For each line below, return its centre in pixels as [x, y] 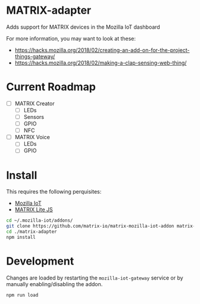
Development [40, 261]
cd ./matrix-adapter [32, 232]
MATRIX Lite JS [34, 210]
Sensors [34, 117]
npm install [21, 237]
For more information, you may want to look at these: [71, 38]
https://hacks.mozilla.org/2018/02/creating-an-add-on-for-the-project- [102, 50]
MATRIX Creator [35, 103]
